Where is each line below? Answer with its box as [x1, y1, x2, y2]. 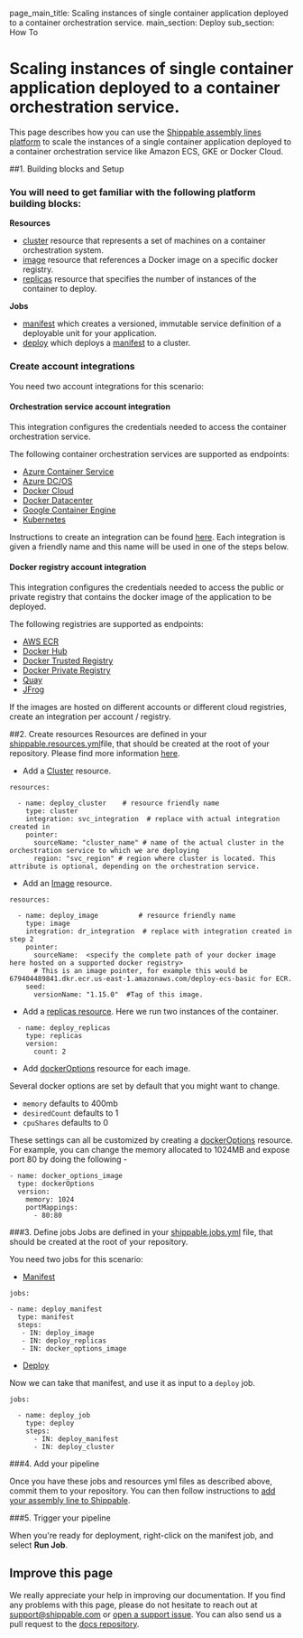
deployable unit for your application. [22, 328, 158, 339]
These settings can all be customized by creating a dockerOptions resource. [9, 1134, 293, 1146]
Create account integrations [9, 360, 135, 373]
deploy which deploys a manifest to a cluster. [22, 338, 191, 349]
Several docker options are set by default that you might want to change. [9, 1080, 280, 1091]
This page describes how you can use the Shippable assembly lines [9, 126, 262, 137]
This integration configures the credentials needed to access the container [9, 421, 287, 432]
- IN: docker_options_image [21, 1343, 127, 1353]
